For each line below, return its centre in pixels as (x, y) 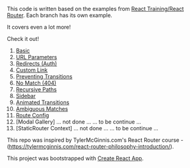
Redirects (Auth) (36, 64)
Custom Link (31, 70)
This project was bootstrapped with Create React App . (75, 158)
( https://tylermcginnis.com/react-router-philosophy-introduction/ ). (90, 146)
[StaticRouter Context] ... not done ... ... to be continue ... (87, 128)
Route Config (32, 115)
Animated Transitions (42, 102)
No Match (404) (36, 83)
